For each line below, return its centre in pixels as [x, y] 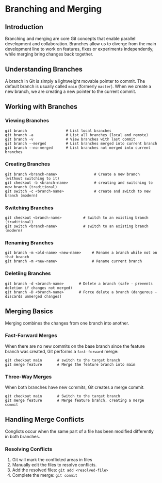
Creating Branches [28, 164]
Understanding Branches [44, 69]
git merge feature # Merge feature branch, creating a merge [75, 401]
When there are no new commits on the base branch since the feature [75, 346]
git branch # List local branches [58, 131]
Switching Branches [29, 208]
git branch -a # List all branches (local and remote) [77, 135]
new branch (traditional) [31, 187]
